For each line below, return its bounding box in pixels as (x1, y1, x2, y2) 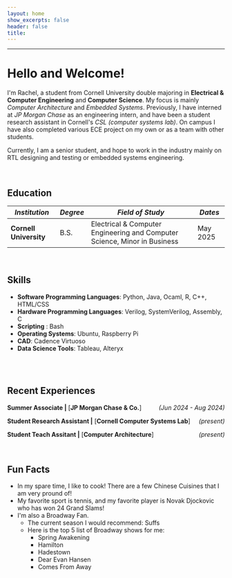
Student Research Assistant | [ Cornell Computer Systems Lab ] (7, 417, 191, 425)
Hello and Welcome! (7, 66, 125, 82)
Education (7, 187, 52, 199)
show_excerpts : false (7, 17, 70, 24)
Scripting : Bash (17, 322, 64, 330)
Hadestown (37, 548, 71, 557)
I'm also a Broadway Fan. (17, 512, 89, 520)
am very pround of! (17, 489, 72, 498)
